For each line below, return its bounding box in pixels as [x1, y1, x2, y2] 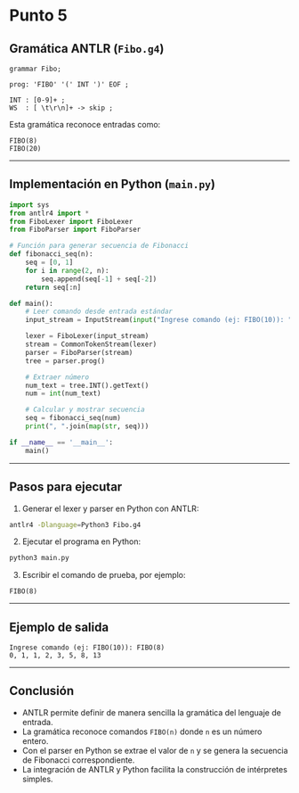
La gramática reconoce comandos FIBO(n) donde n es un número [21, 726, 263, 737]
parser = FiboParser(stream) [25, 348, 133, 357]
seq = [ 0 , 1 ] [25, 258, 74, 268]
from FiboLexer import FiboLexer [9, 217, 133, 226]
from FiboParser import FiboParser [9, 225, 141, 235]
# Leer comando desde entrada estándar [25, 307, 174, 317]
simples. [21, 773, 53, 784]
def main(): [9, 299, 53, 308]
